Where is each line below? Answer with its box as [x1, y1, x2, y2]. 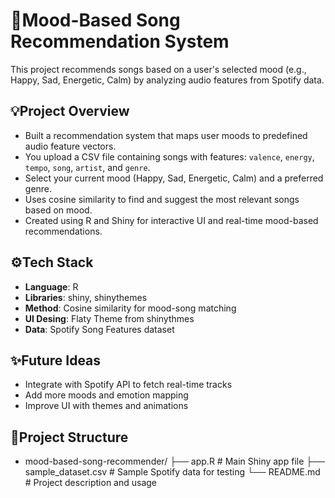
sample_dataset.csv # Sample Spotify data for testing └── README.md [24, 466, 321, 478]
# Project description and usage [24, 477, 158, 489]
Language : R [24, 280, 79, 293]
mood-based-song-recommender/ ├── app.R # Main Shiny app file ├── [24, 455, 326, 468]
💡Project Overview [10, 103, 130, 120]
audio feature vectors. [24, 140, 117, 152]
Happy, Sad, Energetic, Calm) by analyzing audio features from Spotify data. [10, 74, 325, 86]
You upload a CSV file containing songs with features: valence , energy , [24, 150, 315, 163]
